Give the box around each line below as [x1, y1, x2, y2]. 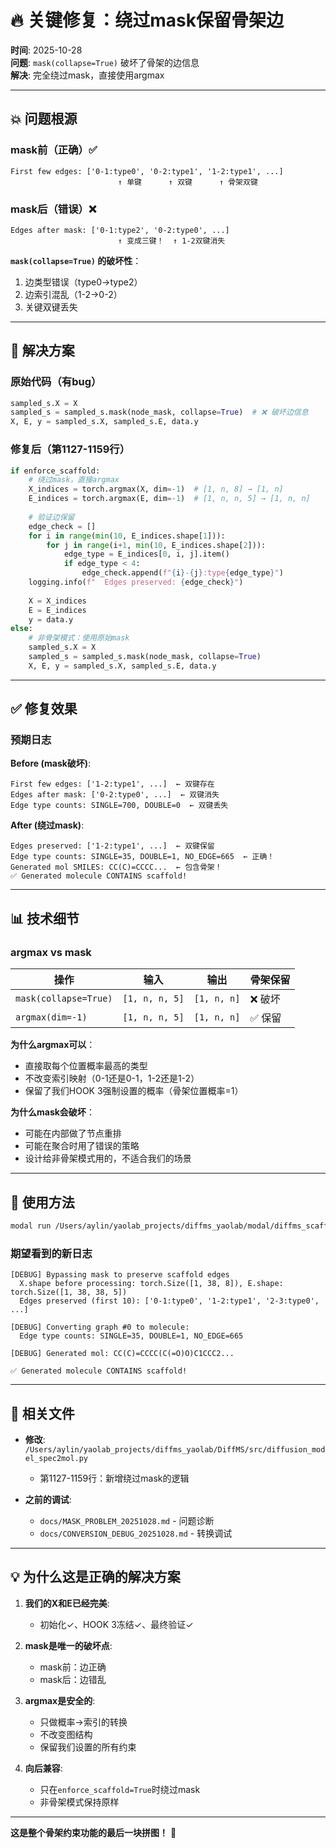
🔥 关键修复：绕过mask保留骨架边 [10, 9, 284, 32]
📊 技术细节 [10, 910, 80, 927]
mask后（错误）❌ [10, 202, 97, 216]
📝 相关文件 [10, 1405, 75, 1422]
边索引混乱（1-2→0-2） [24, 288, 123, 300]
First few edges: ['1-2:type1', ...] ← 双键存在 [10, 779, 215, 790]
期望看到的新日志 [10, 1246, 93, 1260]
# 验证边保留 [28, 512, 75, 522]
